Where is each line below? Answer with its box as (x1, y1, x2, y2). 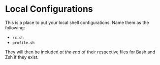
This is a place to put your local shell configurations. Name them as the (5, 20, 149, 25)
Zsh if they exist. (5, 54, 39, 60)
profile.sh (12, 40, 35, 45)
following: (5, 24, 25, 30)
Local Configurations (5, 3, 94, 15)
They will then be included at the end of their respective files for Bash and (5, 49, 156, 55)
